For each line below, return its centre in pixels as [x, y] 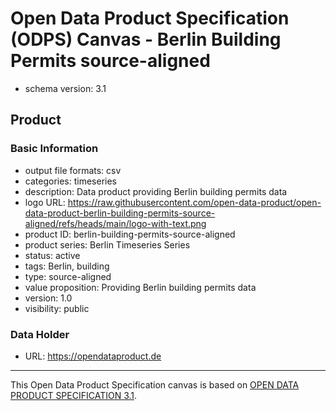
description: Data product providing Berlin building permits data [156, 191]
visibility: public [57, 308]
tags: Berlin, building [67, 266]
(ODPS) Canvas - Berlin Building [146, 39]
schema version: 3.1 [65, 88]
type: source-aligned [68, 276]
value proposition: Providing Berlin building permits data [140, 287]
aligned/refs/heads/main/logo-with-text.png [115, 223]
